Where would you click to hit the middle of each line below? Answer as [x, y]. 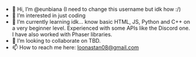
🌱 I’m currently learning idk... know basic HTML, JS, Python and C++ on [101, 22]
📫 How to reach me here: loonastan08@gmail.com [75, 47]
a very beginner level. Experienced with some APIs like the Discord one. [101, 28]
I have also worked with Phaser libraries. [62, 34]
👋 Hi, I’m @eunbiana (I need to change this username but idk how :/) [96, 9]
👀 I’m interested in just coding [49, 15]
